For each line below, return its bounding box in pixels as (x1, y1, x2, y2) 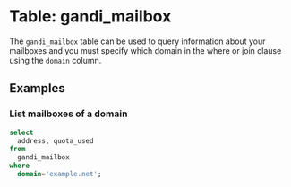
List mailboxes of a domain (9, 107, 128, 120)
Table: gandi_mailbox (9, 6, 172, 27)
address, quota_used (17, 136, 94, 145)
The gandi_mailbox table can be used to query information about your (9, 36, 266, 47)
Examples (9, 81, 65, 96)
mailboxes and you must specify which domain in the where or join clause (9, 45, 282, 55)
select (9, 128, 34, 137)
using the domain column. (9, 55, 102, 65)
